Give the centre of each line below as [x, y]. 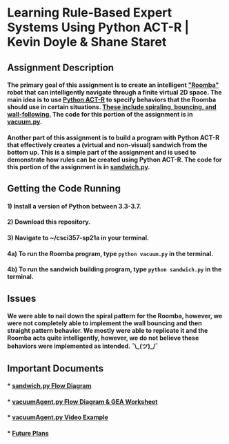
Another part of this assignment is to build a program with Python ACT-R [113, 137]
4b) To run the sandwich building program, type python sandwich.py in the [114, 269]
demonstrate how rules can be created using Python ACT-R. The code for [114, 160]
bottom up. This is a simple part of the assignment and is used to [102, 152]
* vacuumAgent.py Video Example [58, 417]
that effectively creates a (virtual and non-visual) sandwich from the [107, 145]
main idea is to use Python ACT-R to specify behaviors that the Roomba [112, 100]
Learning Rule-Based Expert [90, 13]
